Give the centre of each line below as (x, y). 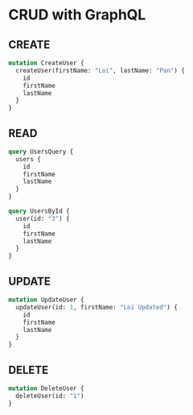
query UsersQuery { (41, 151)
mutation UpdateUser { (46, 300)
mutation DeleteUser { (46, 388)
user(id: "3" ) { (43, 218)
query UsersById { (39, 211)
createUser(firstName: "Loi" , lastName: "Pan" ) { (100, 70)
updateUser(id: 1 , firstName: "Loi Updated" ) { (97, 307)
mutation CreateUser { (46, 63)
